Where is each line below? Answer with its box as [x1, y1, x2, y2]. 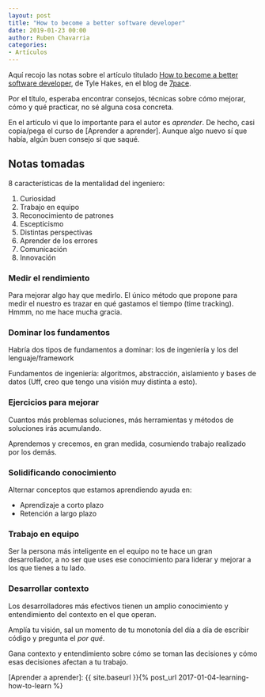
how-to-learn [8, 680, 51, 690]
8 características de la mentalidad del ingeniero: [8, 178, 165, 188]
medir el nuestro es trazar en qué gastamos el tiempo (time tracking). [8, 299, 234, 309]
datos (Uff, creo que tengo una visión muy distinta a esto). [8, 377, 198, 387]
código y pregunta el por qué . [8, 633, 105, 642]
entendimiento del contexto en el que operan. [8, 609, 157, 619]
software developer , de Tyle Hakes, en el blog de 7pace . [8, 78, 191, 88]
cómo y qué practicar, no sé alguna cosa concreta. [8, 102, 174, 112]
